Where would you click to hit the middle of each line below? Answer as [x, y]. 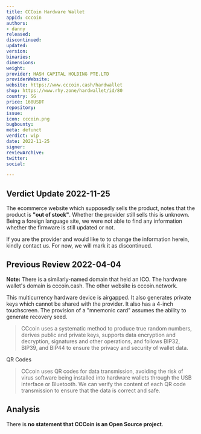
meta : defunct [24, 130]
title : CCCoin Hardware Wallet [46, 12]
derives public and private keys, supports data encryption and [98, 335]
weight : [16, 68]
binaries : [19, 57]
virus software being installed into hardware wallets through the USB [106, 377]
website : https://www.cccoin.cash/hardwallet [64, 85]
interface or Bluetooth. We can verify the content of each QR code [103, 384]
